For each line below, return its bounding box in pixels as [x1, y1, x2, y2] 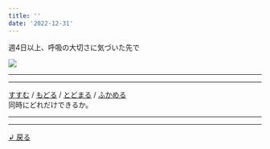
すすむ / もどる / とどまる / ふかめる [8, 89, 127, 99]
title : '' [8, 11, 42, 20]
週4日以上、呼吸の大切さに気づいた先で [8, 42, 141, 52]
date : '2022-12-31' [8, 19, 74, 27]
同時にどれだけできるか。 [8, 100, 93, 110]
